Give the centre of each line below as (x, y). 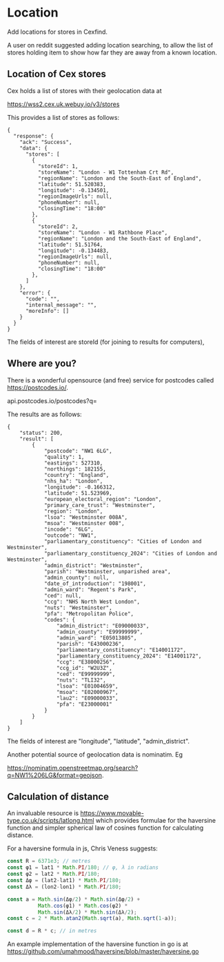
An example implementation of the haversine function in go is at (98, 944)
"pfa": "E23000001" (84, 704)
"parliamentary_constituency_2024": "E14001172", (129, 656)
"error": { (35, 293)
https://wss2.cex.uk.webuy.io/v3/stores (63, 104)
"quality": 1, (64, 457)
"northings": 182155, (75, 469)
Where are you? (42, 364)
